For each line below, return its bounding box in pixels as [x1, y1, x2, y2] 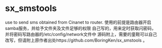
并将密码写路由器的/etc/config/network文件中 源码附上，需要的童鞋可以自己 [5, 31, 157, 37]
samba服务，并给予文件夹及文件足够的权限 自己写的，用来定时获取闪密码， [5, 25, 157, 31]
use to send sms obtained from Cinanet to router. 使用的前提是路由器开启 [5, 19, 152, 25]
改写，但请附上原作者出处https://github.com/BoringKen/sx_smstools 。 [5, 37, 147, 43]
